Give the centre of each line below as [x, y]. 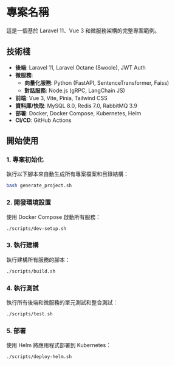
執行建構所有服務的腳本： [38, 259]
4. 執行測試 [22, 288]
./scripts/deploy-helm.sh [39, 357]
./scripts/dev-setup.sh [36, 228]
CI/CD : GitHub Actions [43, 120]
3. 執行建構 [22, 245]
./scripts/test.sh [29, 314]
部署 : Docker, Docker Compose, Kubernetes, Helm [78, 113]
